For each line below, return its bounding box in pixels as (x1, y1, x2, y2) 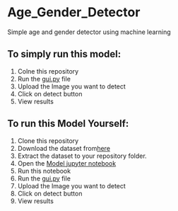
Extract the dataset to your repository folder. (17, 152, 147, 160)
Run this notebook (17, 166, 71, 175)
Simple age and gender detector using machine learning (7, 28, 171, 36)
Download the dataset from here (17, 144, 111, 152)
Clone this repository (17, 136, 79, 145)
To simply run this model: (7, 48, 121, 60)
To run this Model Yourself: (7, 118, 129, 130)
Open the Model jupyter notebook (17, 159, 117, 167)
